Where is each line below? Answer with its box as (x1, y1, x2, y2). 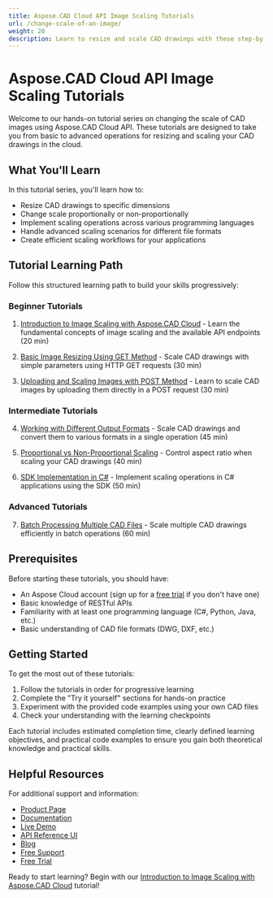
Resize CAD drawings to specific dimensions (19, 201, 171, 210)
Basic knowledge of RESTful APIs (19, 598, 132, 608)
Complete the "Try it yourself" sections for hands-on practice (19, 693, 226, 703)
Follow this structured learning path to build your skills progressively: (8, 280, 239, 289)
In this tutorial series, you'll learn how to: (8, 184, 145, 194)
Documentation (19, 813, 72, 823)
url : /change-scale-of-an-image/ (8, 20, 122, 28)
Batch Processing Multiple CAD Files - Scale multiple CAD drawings (19, 519, 248, 529)
